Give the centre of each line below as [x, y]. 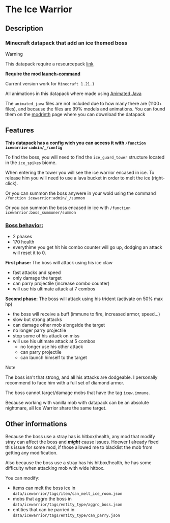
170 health [23, 242]
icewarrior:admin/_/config [34, 147]
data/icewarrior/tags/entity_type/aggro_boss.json [67, 505]
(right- [158, 178]
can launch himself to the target [54, 357]
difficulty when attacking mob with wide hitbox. [55, 468]
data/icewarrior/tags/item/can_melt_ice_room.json [67, 494]
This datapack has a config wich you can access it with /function [76, 143]
